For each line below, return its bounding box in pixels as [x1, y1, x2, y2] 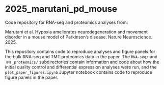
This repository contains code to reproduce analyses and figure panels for [5, 49, 156, 54]
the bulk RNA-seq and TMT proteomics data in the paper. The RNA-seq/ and [5, 53, 158, 59]
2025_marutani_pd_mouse [5, 3, 118, 15]
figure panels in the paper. [5, 74, 58, 80]
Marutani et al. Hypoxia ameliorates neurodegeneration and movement [5, 29, 148, 34]
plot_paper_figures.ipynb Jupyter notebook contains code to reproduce [5, 69, 152, 75]
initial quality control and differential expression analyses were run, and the [5, 64, 157, 70]
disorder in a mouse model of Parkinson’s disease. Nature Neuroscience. [5, 34, 153, 40]
